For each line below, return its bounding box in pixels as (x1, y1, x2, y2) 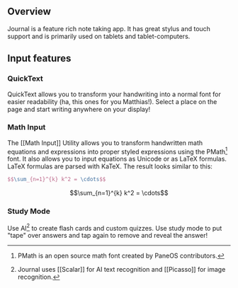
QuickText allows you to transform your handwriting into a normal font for (7, 90, 221, 98)
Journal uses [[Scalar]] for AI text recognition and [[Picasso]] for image (17, 265, 226, 274)
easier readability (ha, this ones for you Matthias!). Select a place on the (7, 97, 217, 105)
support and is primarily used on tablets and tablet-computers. (7, 32, 191, 40)
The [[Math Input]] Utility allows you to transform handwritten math (7, 138, 203, 147)
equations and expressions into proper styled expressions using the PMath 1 (7, 146, 228, 156)
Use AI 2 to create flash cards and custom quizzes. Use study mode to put (7, 222, 222, 232)
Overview (7, 6, 52, 18)
